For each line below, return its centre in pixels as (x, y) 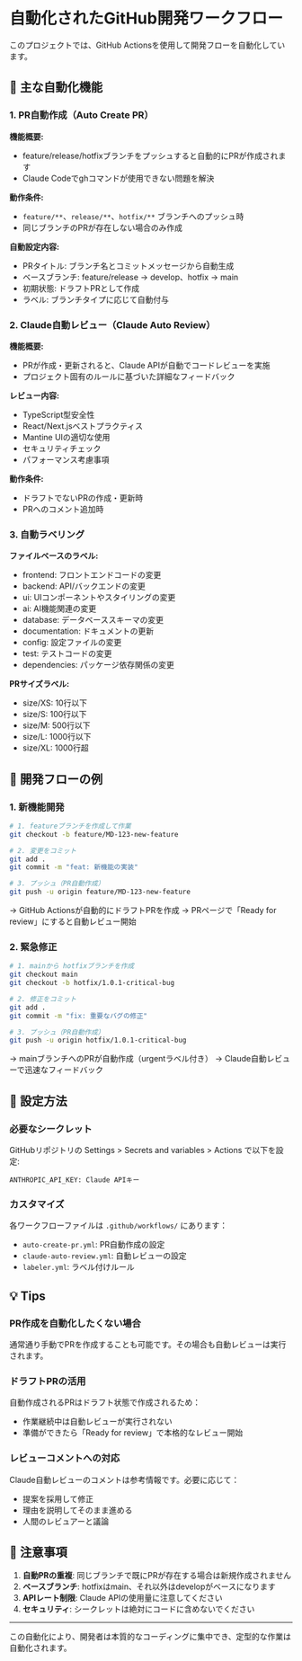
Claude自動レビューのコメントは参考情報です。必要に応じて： (124, 1479)
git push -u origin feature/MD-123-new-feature (100, 892)
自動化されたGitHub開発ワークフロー (146, 18)
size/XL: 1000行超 (55, 748)
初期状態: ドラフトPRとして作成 (81, 288)
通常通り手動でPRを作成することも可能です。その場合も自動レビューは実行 (148, 1344)
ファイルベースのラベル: (54, 556)
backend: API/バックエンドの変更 (84, 586)
